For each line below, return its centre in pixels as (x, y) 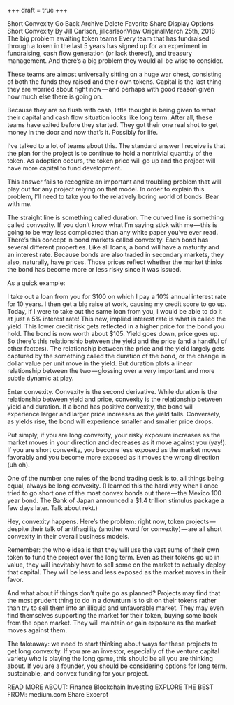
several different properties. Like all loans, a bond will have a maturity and (114, 247)
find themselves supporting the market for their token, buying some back (112, 615)
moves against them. (37, 630)
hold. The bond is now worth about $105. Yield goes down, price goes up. (114, 334)
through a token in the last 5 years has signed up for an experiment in (107, 46)
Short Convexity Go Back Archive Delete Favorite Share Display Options (111, 23)
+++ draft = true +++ (37, 10)
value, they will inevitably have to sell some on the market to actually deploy (116, 565)
